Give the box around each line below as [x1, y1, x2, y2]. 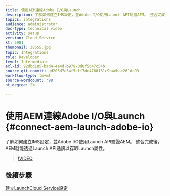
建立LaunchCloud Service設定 [5, 185, 68, 191]
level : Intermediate [5, 59, 49, 64]
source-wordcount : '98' [5, 78, 56, 83]
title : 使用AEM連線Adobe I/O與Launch [5, 7, 81, 13]
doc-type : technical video [5, 26, 62, 31]
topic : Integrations [5, 50, 49, 55]
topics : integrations [5, 17, 51, 22]
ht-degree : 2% [5, 82, 35, 87]
